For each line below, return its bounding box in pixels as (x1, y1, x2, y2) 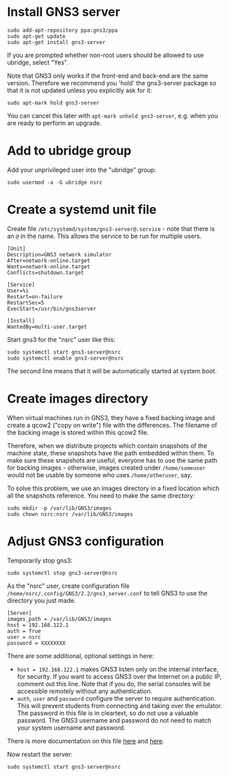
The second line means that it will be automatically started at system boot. (7, 366, 217, 375)
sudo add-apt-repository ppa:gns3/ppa (7, 27, 118, 34)
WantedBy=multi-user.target (7, 323, 88, 330)
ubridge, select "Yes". (7, 58, 69, 66)
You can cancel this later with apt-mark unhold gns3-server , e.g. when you (7, 111, 218, 120)
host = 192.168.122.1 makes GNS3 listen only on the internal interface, (16, 665, 219, 673)
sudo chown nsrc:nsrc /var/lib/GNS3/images (7, 510, 134, 518)
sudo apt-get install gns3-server (7, 39, 106, 45)
